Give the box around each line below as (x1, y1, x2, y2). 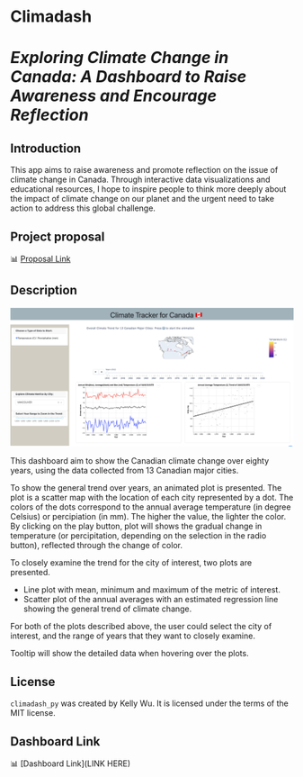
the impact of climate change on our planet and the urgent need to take (10, 194, 275, 204)
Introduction (10, 140, 82, 156)
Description (10, 283, 77, 298)
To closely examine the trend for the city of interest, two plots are (10, 557, 253, 568)
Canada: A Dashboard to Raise (10, 67, 247, 87)
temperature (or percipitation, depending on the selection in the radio (10, 530, 267, 541)
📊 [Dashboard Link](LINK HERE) (10, 758, 131, 769)
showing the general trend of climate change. (22, 603, 192, 614)
